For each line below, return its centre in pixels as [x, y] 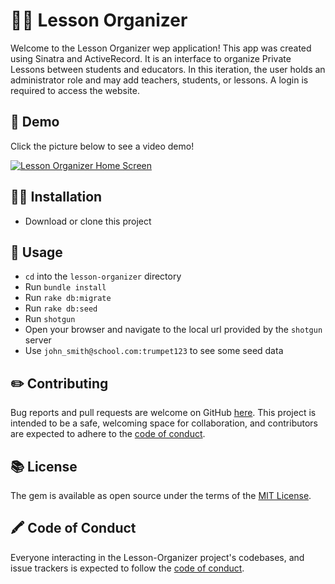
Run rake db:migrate [68, 298]
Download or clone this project [88, 221]
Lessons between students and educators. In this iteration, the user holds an [168, 69]
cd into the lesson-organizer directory [103, 276]
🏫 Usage [36, 252]
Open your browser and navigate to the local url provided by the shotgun [173, 330]
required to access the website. [75, 90]
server [38, 340]
